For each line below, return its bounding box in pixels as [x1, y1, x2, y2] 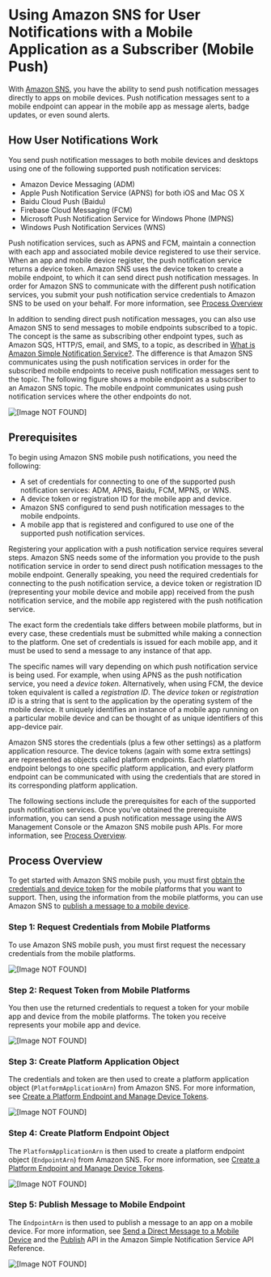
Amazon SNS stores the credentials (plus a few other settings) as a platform [8, 737, 261, 747]
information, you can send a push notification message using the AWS [8, 813, 243, 823]
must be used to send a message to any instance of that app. [8, 646, 213, 656]
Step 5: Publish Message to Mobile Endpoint [8, 1199, 186, 1211]
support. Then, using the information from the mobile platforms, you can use [8, 893, 264, 903]
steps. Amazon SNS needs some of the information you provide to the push [8, 553, 260, 562]
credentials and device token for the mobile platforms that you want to [8, 884, 243, 894]
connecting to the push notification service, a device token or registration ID [8, 578, 262, 588]
